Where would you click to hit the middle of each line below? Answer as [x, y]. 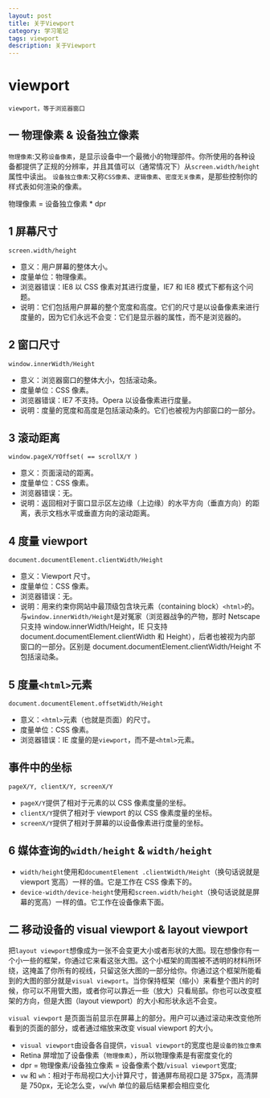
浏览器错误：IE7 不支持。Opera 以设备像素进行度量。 [108, 400]
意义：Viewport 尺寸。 [57, 576]
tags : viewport [34, 38]
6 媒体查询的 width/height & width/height [110, 851]
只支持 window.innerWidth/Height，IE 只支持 [94, 626]
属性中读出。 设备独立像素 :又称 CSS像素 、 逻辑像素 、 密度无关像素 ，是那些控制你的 [133, 176]
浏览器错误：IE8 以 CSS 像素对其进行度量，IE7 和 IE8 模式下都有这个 [133, 286]
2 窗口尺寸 [34, 345]
